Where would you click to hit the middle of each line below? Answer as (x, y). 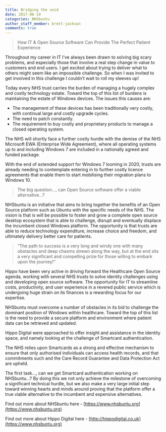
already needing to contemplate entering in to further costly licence (74, 170)
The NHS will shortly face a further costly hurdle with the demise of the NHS (83, 139)
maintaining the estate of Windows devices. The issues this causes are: (78, 99)
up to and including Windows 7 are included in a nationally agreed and (77, 149)
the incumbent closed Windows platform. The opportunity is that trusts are (81, 226)
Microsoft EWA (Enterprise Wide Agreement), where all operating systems (81, 144)
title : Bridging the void (32, 10)
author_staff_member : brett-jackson (43, 24)
